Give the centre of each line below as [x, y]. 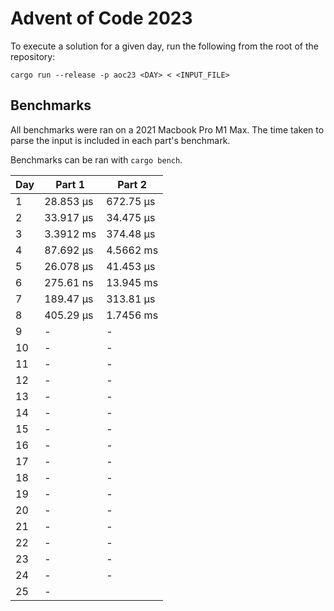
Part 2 [132, 184]
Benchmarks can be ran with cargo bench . [96, 159]
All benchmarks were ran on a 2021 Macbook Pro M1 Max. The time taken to [167, 129]
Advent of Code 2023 [101, 18]
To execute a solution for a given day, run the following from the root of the [164, 46]
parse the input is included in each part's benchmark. [120, 140]
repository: [33, 56]
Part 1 [70, 184]
